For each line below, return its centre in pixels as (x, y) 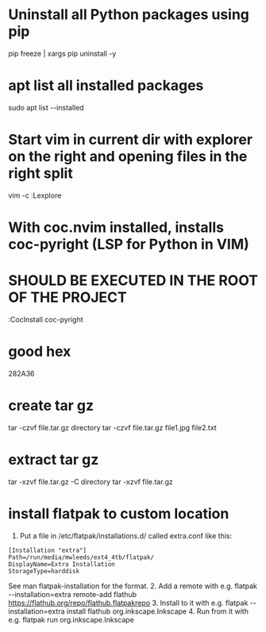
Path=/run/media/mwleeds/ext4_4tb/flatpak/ (81, 557)
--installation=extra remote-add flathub (73, 594)
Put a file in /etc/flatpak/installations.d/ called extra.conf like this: (126, 536)
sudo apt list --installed (46, 107)
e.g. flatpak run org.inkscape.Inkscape (71, 619)
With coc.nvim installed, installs (116, 227)
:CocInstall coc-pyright (46, 319)
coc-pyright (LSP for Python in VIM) (129, 245)
